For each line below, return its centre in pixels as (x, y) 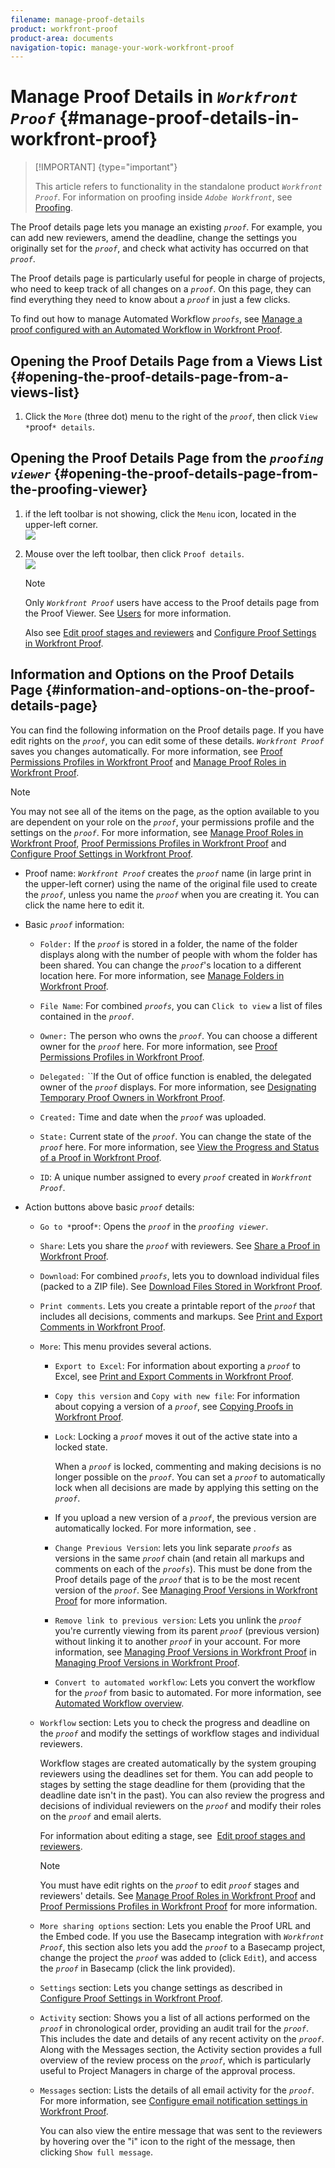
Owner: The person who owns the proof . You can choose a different (178, 1035)
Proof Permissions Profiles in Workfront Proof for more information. (178, 1906)
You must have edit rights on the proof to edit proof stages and (169, 1885)
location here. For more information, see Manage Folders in (162, 975)
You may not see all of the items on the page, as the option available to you (165, 811)
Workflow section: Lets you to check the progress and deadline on (175, 1722)
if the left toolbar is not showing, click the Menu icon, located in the (160, 513)
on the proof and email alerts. (100, 1816)
